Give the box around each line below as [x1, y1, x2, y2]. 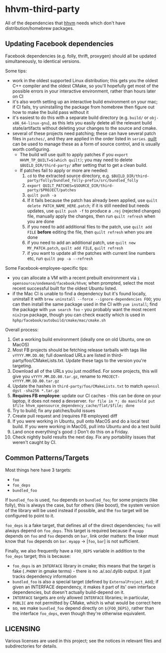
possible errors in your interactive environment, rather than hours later [12, 88, 156, 94]
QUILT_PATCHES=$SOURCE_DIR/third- [43, 183, 114, 188]
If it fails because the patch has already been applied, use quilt [27, 197, 158, 203]
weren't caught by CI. [12, 439, 57, 445]
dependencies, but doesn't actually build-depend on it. [12, 589, 125, 595]
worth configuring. [12, 146, 51, 152]
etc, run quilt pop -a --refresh [27, 255, 93, 261]
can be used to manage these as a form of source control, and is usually [12, 141, 160, 147]
